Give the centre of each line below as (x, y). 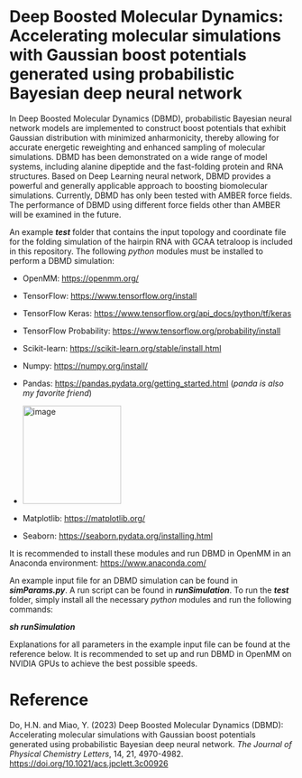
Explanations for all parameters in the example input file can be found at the (150, 644)
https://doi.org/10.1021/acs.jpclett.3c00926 (89, 763)
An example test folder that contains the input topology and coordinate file (148, 231)
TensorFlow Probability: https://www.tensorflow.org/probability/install (151, 331)
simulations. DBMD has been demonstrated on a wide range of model (138, 156)
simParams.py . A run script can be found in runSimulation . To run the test (149, 590)
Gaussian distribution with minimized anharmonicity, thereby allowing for (144, 137)
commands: (32, 609)
